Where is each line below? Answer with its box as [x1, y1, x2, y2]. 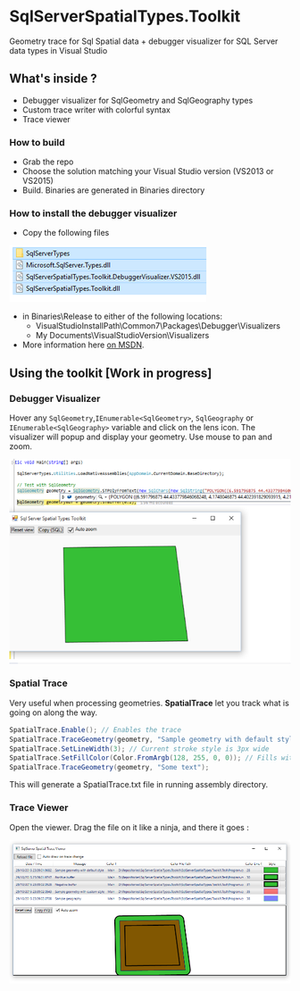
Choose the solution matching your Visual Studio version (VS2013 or [21, 166, 274, 177]
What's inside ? [9, 71, 98, 87]
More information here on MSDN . [21, 339, 145, 350]
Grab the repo [21, 156, 74, 167]
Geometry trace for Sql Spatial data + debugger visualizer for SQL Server [9, 36, 279, 46]
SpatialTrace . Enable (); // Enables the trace [9, 725, 181, 734]
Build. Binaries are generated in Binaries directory [21, 185, 205, 196]
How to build [9, 136, 65, 148]
